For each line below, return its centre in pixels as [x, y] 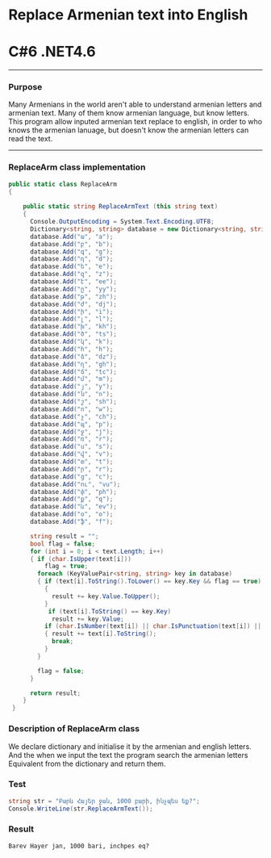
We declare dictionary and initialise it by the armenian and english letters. [130, 746]
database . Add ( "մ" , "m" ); [71, 379]
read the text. [31, 139]
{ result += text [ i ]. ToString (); [100, 634]
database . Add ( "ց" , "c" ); [71, 477]
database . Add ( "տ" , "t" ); [71, 462]
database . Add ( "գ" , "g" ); [71, 252]
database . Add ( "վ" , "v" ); [71, 454]
